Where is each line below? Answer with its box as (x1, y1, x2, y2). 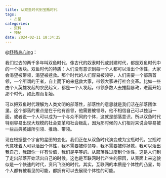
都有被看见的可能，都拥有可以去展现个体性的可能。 (13, 167, 118, 174)
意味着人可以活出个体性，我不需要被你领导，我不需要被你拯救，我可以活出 (9, 142, 161, 149)
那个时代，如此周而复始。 (5, 90, 57, 97)
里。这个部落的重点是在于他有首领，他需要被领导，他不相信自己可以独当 (5, 107, 152, 113)
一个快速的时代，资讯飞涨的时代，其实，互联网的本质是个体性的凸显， (13, 161, 157, 167)
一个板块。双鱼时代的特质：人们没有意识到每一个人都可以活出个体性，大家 (9, 65, 161, 72)
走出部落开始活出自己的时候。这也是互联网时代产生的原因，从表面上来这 (9, 155, 157, 161)
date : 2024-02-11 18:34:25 (5, 35, 61, 40)
